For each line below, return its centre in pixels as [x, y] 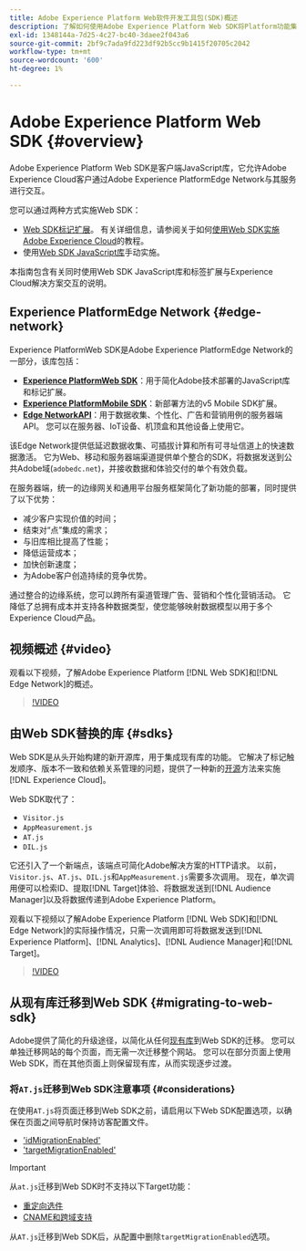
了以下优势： [33, 499]
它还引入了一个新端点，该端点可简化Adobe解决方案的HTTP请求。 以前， [145, 865]
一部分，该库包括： [46, 360]
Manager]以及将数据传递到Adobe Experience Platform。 [115, 900]
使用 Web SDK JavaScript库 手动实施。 [94, 252]
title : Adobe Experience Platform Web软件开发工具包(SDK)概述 [124, 18]
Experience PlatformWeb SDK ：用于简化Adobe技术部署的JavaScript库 [156, 381]
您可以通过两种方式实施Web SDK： [75, 210]
